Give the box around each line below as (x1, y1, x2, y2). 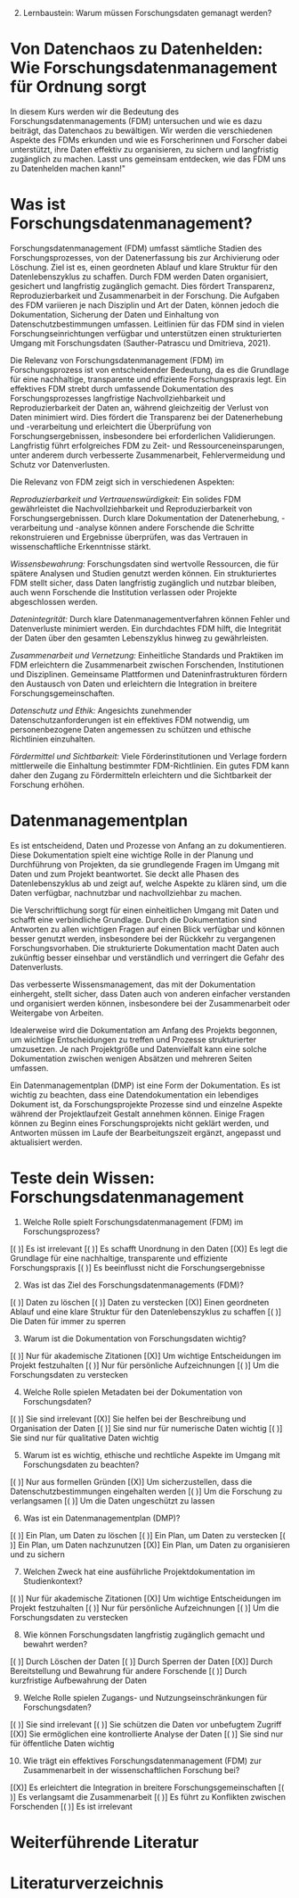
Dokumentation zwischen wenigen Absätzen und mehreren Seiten (10, 1053, 253, 1064)
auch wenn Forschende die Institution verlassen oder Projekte (10, 586, 238, 597)
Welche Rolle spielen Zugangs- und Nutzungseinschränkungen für (22, 1692, 268, 1703)
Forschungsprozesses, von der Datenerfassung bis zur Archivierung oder (10, 252, 279, 262)
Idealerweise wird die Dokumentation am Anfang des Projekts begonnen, (10, 1024, 279, 1035)
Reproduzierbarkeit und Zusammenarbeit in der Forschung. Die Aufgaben (10, 290, 279, 301)
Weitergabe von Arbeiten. (10, 1007, 104, 1018)
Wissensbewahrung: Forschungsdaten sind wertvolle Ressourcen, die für (10, 558, 279, 569)
